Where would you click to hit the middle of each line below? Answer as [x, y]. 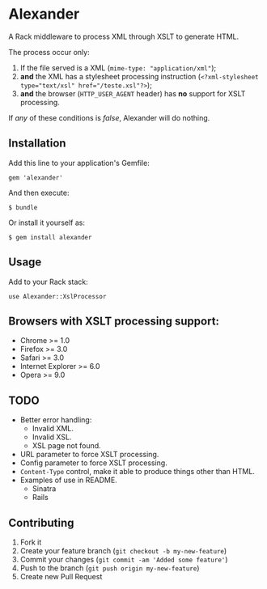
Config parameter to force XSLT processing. [93, 463]
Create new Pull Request [61, 576]
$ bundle [23, 207]
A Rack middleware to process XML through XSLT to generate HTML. [124, 36]
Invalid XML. [53, 429]
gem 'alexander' [36, 178]
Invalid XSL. [52, 437]
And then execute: [39, 193]
